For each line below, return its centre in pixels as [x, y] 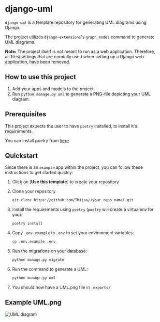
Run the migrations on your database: [49, 251]
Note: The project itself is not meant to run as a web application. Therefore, [80, 51]
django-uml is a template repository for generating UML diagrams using [76, 22]
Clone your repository [34, 191]
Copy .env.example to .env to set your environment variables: [73, 233]
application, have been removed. [38, 62]
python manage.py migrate [38, 260]
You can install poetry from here [37, 140]
